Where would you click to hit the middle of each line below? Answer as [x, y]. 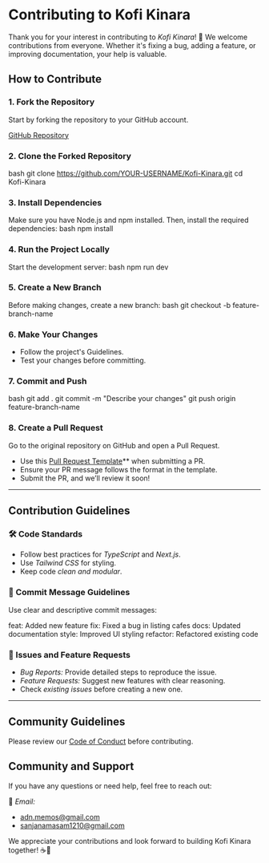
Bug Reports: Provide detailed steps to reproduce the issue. [118, 672]
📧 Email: [22, 801]
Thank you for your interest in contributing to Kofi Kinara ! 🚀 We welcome [128, 37]
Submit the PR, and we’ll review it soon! [85, 478]
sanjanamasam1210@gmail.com [72, 825]
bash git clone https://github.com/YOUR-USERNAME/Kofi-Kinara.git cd [126, 173]
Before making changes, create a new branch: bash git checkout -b [120, 305]
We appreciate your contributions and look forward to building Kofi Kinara [130, 841]
